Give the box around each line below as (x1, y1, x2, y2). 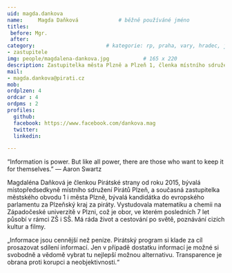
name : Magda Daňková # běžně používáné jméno (7, 17, 190, 24)
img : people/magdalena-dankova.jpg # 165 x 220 (7, 55, 177, 62)
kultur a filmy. (7, 222, 46, 231)
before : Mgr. (10, 29, 48, 37)
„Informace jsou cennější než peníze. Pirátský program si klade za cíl (7, 236, 203, 245)
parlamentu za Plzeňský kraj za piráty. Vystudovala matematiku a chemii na (7, 200, 222, 209)
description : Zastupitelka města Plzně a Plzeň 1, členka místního (7, 62, 206, 69)
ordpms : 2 (7, 100, 39, 107)
